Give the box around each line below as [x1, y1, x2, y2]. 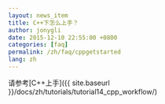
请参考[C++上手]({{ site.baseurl [8, 78, 110, 87]
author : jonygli [8, 26, 61, 34]
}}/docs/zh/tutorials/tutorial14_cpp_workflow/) [8, 87, 158, 96]
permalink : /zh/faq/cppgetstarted [8, 48, 122, 56]
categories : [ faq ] [8, 41, 68, 49]
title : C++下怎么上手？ [8, 19, 79, 27]
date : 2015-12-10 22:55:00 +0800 [8, 33, 118, 42]
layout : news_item [8, 11, 68, 20]
